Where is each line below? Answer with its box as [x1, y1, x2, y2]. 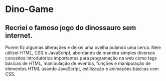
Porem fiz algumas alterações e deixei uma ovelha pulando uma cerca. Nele [5, 44, 161, 50]
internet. [5, 31, 33, 39]
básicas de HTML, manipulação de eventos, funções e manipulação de [5, 60, 151, 66]
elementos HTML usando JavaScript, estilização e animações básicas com [5, 66, 159, 71]
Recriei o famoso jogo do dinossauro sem [5, 23, 136, 32]
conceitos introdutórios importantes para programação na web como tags [5, 55, 157, 61]
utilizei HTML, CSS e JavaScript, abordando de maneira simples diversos [5, 50, 156, 55]
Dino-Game [5, 3, 54, 15]
